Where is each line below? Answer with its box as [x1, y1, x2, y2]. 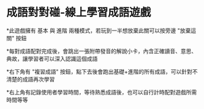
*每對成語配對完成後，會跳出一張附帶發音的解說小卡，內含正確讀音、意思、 [6, 47, 197, 55]
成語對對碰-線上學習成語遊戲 [6, 5, 151, 19]
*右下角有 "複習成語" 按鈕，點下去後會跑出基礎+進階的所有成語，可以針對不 [6, 68, 198, 75]
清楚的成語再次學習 [6, 76, 55, 83]
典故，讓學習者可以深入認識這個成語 [6, 55, 98, 62]
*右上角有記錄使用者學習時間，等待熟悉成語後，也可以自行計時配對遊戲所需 [6, 88, 197, 96]
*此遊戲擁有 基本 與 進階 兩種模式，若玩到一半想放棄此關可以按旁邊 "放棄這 [6, 27, 197, 34]
